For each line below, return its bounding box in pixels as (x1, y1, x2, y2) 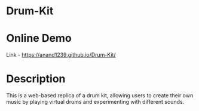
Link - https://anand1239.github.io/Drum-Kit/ (6, 51, 116, 58)
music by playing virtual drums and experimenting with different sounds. (6, 98, 185, 106)
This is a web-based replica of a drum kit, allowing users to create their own (6, 92, 194, 99)
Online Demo (6, 32, 72, 45)
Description (6, 72, 66, 86)
